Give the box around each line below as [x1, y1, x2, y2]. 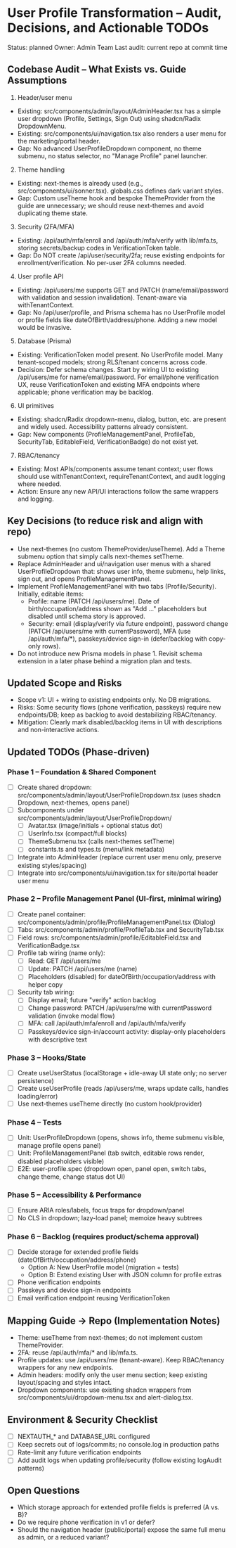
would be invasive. [17, 323, 72, 331]
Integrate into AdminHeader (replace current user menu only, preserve [17, 853, 222, 862]
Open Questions [7, 1484, 80, 1496]
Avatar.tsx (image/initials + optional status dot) [27, 821, 163, 830]
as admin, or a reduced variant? [17, 1533, 110, 1542]
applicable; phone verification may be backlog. [17, 388, 154, 396]
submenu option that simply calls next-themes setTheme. [17, 552, 184, 561]
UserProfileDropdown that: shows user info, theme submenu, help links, [17, 567, 226, 575]
